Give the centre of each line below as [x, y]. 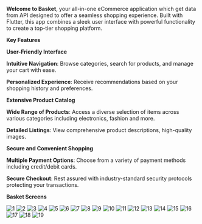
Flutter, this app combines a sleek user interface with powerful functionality [101, 22]
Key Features [23, 40]
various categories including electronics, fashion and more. [81, 118]
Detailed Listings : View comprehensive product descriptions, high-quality [99, 130]
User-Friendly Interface [37, 52]
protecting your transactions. [43, 185]
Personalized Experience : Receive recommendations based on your [92, 82]
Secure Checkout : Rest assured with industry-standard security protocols [99, 178]
